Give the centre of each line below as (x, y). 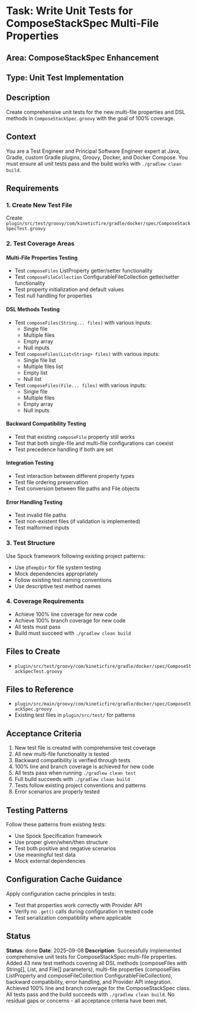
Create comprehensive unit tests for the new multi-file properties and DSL (96, 112)
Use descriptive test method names (58, 586)
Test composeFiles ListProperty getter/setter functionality (84, 271)
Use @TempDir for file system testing (58, 567)
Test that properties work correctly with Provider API (78, 905)
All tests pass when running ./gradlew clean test (75, 773)
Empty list (36, 372)
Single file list (40, 360)
